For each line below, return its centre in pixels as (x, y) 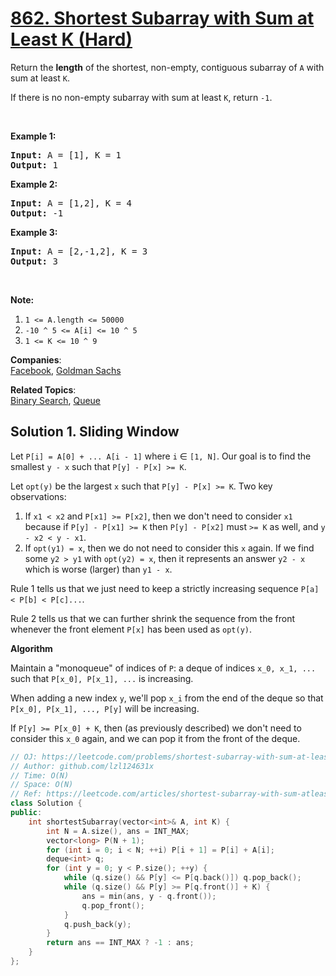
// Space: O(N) (42, 785)
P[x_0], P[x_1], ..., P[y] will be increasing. (105, 708)
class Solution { (46, 803)
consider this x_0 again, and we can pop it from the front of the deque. (155, 738)
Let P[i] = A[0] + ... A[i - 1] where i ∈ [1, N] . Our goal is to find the (161, 456)
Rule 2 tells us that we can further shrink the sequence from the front (152, 618)
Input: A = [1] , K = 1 (66, 155)
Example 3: (34, 232)
